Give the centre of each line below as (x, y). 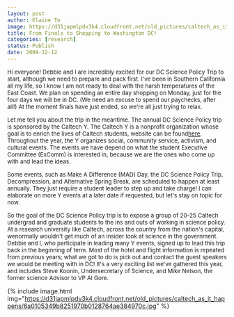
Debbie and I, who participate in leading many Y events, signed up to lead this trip (116, 243)
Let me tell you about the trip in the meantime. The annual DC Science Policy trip (115, 120)
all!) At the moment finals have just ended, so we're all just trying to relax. (105, 106)
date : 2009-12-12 (32, 53)
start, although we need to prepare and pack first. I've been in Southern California (116, 79)
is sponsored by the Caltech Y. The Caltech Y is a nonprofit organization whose (113, 127)
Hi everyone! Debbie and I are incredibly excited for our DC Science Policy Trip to (116, 72)
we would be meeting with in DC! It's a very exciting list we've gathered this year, (115, 264)
